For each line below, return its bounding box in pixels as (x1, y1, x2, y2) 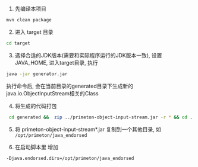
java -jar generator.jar (6, 70, 68, 77)
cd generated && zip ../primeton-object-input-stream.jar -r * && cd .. (8, 114, 196, 120)
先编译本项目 (14, 5, 46, 12)
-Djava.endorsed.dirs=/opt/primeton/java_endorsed (6, 155, 134, 161)
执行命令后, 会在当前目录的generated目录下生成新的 (6, 82, 134, 89)
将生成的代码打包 (14, 102, 57, 110)
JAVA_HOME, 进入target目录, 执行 (14, 59, 98, 66)
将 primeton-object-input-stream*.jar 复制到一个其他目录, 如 (14, 126, 162, 133)
